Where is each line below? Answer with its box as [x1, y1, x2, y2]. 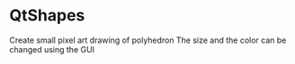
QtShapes [9, 5, 85, 26]
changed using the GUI [9, 44, 95, 54]
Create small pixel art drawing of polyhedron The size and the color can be [9, 35, 287, 45]
